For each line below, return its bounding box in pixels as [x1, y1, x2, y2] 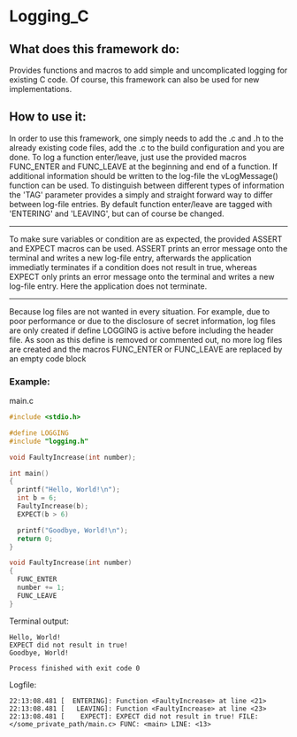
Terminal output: [9, 616, 69, 626]
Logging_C [9, 6, 90, 27]
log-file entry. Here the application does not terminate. [9, 281, 208, 291]
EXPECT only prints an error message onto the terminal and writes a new [9, 271, 275, 282]
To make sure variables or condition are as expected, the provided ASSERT [9, 233, 283, 244]
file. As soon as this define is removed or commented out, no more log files [9, 334, 283, 345]
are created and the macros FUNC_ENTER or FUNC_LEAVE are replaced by [9, 344, 283, 354]
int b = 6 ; [17, 493, 57, 502]
